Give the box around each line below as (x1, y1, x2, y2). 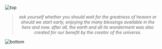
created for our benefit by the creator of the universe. (34, 30, 142, 35)
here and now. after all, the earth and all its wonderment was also (21, 24, 154, 30)
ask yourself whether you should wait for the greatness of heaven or (18, 14, 157, 19)
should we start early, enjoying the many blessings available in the (21, 19, 155, 25)
